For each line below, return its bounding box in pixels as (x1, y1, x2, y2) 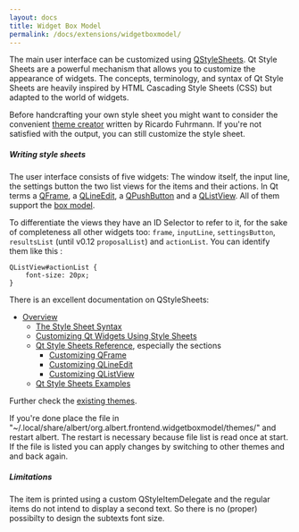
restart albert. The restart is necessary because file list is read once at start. (9, 432, 288, 443)
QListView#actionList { (9, 263, 98, 273)
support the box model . (9, 200, 96, 211)
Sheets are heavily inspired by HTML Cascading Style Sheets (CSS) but (9, 82, 272, 94)
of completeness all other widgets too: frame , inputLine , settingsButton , (9, 227, 276, 238)
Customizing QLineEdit (48, 359, 134, 370)
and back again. (9, 451, 69, 461)
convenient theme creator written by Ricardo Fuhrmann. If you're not (9, 119, 262, 130)
